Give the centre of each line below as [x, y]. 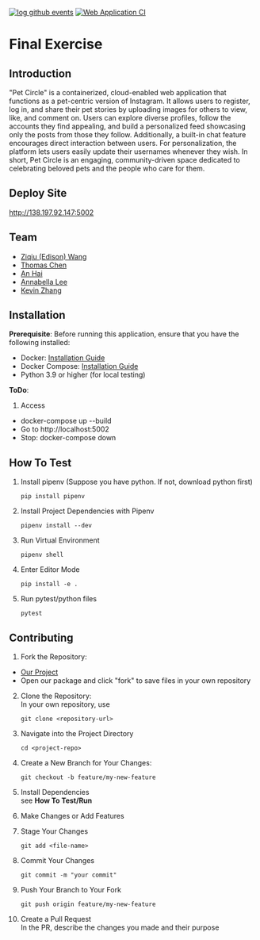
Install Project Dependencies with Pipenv [87, 511]
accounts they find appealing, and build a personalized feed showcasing [127, 126]
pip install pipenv [53, 497]
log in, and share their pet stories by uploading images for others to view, [128, 109]
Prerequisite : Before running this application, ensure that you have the [124, 334]
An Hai [31, 273]
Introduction [40, 73]
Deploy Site [38, 193]
